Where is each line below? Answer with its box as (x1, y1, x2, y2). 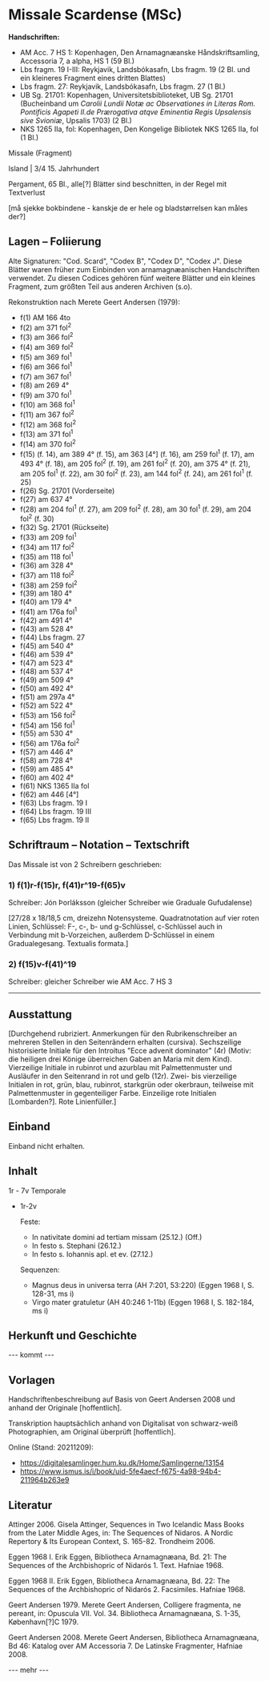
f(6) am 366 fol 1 (19, 360, 73, 371)
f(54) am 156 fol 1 (19, 719, 75, 730)
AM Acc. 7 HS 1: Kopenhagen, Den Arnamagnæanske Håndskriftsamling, (19, 47, 260, 57)
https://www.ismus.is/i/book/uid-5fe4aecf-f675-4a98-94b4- (19, 1466, 222, 1476)
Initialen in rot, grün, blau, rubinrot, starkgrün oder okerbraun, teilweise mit (8, 1080, 254, 1089)
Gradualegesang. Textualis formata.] (8, 938, 129, 948)
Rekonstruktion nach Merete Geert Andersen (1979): (8, 297, 180, 307)
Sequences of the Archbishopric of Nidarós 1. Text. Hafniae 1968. (8, 1561, 224, 1571)
